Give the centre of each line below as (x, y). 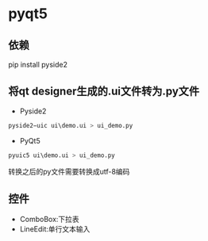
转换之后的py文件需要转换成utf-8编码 (69, 171)
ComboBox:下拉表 (49, 220)
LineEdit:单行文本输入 (55, 229)
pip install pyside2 (38, 65)
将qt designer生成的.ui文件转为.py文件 (104, 92)
